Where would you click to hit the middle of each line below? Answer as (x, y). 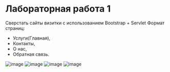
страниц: (15, 28)
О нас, (20, 49)
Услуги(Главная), (31, 38)
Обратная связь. (31, 54)
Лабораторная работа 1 (58, 9)
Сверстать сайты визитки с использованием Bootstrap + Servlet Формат (85, 23)
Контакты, (24, 43)
